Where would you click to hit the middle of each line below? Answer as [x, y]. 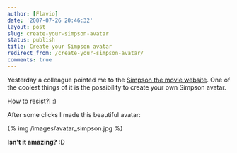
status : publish [31, 40]
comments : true [30, 60]
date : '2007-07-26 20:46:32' [50, 20]
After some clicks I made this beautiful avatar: [74, 114]
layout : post [27, 27]
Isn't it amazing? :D [36, 142]
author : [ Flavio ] [33, 14]
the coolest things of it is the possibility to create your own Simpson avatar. [117, 87]
